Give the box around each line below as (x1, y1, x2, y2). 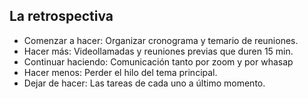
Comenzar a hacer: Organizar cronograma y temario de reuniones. (23, 34, 299, 46)
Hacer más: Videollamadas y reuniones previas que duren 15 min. (23, 45, 294, 57)
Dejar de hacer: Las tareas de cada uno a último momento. (23, 77, 266, 89)
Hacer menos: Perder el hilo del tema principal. (23, 66, 218, 78)
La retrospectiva (9, 8, 114, 25)
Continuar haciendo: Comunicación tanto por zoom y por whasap (23, 55, 294, 68)
